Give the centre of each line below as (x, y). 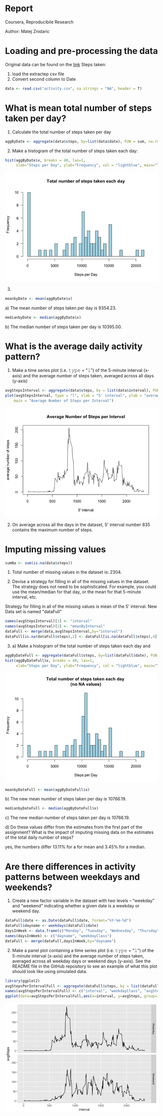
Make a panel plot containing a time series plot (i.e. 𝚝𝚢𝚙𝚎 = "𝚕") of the (83, 950)
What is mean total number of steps (78, 108)
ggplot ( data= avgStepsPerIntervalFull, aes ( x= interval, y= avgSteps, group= (81, 996)
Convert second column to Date (44, 79)
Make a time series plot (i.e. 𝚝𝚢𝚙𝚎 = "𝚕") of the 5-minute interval (77, 370)
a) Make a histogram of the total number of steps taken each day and (81, 646)
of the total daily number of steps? (39, 837)
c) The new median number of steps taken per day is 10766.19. (67, 818)
